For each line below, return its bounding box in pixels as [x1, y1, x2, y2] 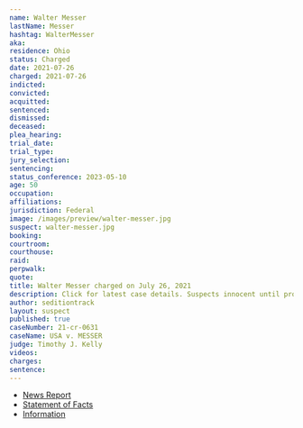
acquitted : [9, 96, 50, 106]
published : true [9, 314, 70, 324]
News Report [22, 389, 72, 401]
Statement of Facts [22, 399, 94, 410]
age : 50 [9, 181, 39, 190]
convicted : [9, 88, 50, 97]
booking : [9, 231, 42, 240]
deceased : [9, 123, 47, 132]
